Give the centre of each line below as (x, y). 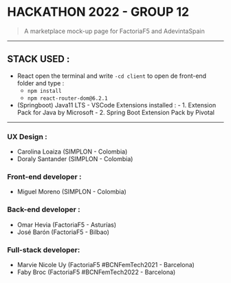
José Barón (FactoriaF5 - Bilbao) (63, 232)
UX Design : (27, 136)
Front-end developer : (44, 176)
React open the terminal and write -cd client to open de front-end (112, 76)
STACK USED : (38, 59)
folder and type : (41, 83)
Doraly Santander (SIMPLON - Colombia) (75, 159)
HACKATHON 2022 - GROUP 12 (98, 12)
